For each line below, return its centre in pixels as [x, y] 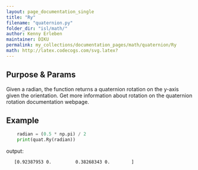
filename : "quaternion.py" [40, 23]
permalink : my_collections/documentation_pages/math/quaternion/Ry [92, 45]
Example [23, 120]
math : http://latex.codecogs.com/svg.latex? [62, 51]
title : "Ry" [21, 17]
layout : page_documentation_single [50, 12]
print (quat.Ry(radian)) [46, 140]
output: [15, 151]
